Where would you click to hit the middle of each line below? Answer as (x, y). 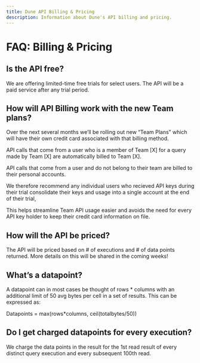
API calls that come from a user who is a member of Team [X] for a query (96, 150)
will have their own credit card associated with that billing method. (87, 139)
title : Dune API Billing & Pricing (50, 12)
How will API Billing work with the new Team (90, 108)
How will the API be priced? (58, 235)
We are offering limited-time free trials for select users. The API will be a (95, 83)
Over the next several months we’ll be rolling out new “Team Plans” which (97, 132)
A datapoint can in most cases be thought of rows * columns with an (90, 289)
